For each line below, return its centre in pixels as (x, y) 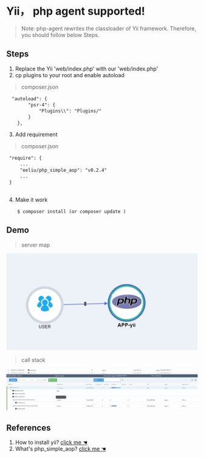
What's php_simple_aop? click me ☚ (60, 449)
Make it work (31, 199)
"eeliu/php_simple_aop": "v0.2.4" (63, 170)
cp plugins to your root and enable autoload (70, 75)
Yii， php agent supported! (76, 11)
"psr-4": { (42, 105)
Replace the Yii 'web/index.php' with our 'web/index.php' (87, 69)
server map (36, 245)
